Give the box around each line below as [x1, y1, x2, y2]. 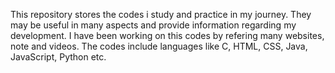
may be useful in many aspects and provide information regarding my [10, 19, 297, 31]
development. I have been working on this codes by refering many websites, [10, 30, 325, 41]
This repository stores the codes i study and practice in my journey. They [10, 9, 312, 20]
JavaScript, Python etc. [10, 51, 107, 63]
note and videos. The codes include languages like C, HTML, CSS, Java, [10, 40, 308, 52]
